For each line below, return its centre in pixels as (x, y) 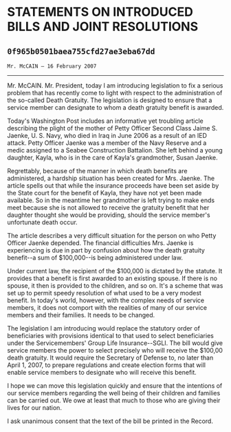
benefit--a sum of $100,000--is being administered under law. (95, 257)
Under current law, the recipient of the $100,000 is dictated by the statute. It (115, 271)
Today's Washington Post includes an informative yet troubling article (106, 121)
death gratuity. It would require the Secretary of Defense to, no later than (110, 357)
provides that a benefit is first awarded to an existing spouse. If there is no (112, 278)
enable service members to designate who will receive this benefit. (102, 372)
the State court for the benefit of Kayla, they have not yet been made (104, 193)
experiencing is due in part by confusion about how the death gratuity (106, 250)
